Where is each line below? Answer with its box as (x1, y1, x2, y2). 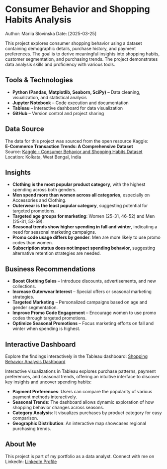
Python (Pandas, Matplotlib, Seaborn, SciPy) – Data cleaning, (12, 89, 141, 95)
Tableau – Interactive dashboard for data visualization (12, 105, 123, 111)
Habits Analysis (5, 14, 72, 25)
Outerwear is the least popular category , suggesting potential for (12, 203, 148, 209)
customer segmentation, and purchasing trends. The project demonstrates (5, 56, 158, 62)
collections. (12, 283, 36, 290)
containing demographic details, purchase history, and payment (5, 45, 136, 51)
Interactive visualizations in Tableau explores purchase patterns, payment (5, 368, 156, 374)
